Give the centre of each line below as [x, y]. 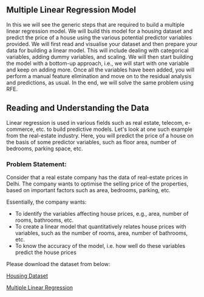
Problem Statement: [36, 164]
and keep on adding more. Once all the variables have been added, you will [100, 70]
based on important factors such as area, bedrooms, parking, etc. [89, 190]
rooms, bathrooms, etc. [44, 220]
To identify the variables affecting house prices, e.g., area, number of [102, 213]
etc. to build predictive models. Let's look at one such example [114, 129]
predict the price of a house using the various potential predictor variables [99, 37]
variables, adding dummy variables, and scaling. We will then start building [100, 56]
